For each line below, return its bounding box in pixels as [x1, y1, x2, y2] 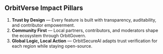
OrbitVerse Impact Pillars [4, 4, 83, 12]
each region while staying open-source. [11, 43, 93, 49]
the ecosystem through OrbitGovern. [11, 32, 86, 38]
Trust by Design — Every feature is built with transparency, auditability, [11, 17, 157, 23]
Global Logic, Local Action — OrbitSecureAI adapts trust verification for [11, 38, 158, 44]
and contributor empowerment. [11, 22, 75, 28]
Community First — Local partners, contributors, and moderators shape [11, 27, 158, 33]
